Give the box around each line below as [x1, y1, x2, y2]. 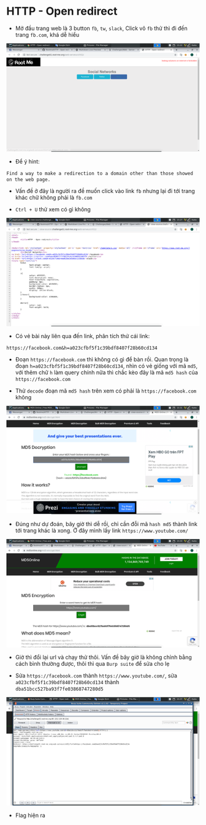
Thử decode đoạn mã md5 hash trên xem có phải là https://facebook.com [15, 387, 197, 394]
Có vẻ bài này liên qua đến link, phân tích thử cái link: [15, 332, 150, 339]
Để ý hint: [15, 157, 40, 165]
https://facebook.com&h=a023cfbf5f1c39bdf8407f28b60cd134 [6, 345, 158, 351]
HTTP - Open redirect [6, 4, 118, 18]
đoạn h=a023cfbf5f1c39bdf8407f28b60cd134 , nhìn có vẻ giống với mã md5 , [15, 362, 198, 369]
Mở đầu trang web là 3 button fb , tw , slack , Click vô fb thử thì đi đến [15, 24, 188, 32]
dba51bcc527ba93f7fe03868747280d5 [15, 686, 104, 692]
